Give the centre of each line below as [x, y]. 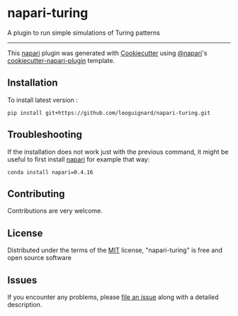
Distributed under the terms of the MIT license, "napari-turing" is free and [115, 250]
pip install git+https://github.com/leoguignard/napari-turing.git [109, 113]
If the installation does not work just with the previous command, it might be [118, 152]
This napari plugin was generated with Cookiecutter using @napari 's [107, 53]
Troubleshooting [45, 135]
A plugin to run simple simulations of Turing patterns [84, 33]
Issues [22, 280]
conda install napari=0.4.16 [50, 172]
